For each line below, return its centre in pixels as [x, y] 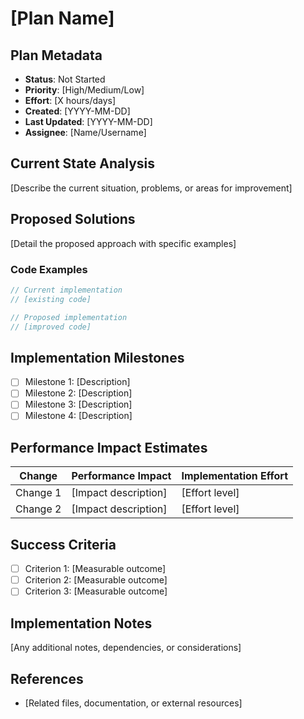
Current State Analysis [83, 163]
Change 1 [38, 493]
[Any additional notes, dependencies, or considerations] [126, 648]
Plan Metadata [56, 55]
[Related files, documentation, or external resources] [133, 703]
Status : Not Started [65, 79]
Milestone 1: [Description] [77, 382]
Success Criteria [63, 544]
